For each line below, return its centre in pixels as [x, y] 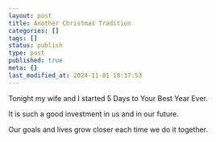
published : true [35, 61]
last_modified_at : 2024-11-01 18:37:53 [75, 75]
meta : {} [23, 68]
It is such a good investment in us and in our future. [94, 114]
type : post [27, 53]
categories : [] [34, 30]
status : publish [35, 46]
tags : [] [23, 38]
